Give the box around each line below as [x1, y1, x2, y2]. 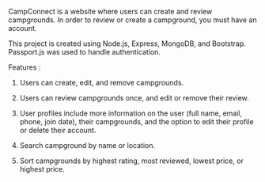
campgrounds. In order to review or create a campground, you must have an [8, 15, 257, 25]
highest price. [19, 165, 65, 173]
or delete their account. [19, 126, 97, 135]
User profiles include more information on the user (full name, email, [19, 108, 243, 118]
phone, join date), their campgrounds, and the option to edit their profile [19, 117, 255, 126]
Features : [8, 63, 41, 72]
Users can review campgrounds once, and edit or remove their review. [19, 93, 249, 102]
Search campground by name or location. [19, 141, 156, 150]
